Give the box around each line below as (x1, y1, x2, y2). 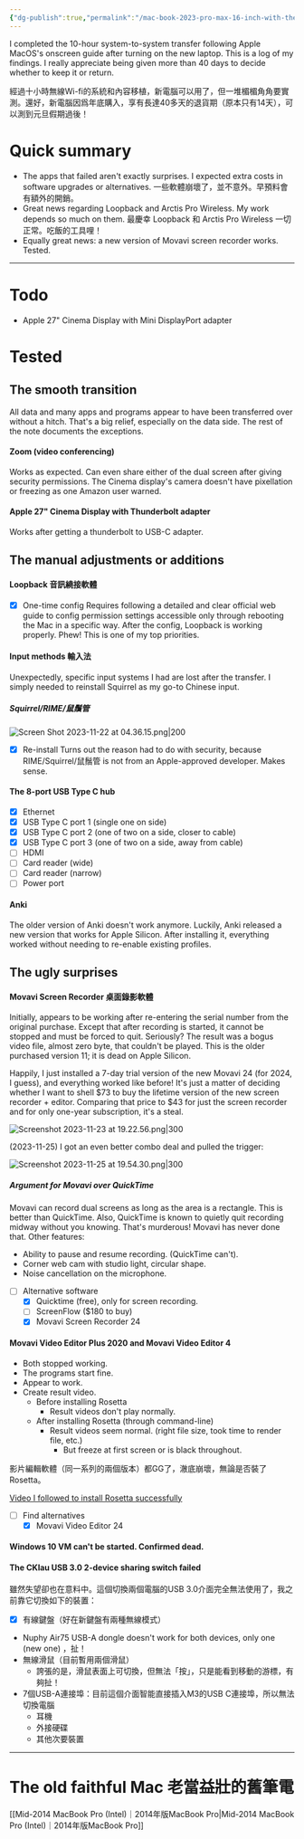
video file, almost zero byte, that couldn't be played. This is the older (9, 1041, 265, 1052)
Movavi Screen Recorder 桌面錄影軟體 (9, 991, 154, 1002)
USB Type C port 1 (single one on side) (22, 816, 167, 828)
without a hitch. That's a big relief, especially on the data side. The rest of (9, 415, 283, 426)
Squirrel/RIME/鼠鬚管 (9, 703, 90, 714)
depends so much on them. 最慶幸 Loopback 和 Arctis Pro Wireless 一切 (22, 214, 292, 224)
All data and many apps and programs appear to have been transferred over (9, 406, 293, 417)
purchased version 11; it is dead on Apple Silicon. (9, 1051, 192, 1062)
